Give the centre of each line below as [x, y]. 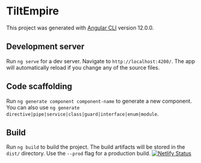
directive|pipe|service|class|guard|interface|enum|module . [82, 114]
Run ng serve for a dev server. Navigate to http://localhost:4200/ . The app [101, 61]
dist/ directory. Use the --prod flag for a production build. [78, 153]
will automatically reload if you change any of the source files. [83, 67]
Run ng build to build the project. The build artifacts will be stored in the [96, 147]
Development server [45, 47]
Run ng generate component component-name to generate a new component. [99, 101]
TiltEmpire [32, 11]
